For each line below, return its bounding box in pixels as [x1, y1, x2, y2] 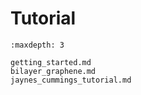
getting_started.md [10, 57, 92, 67]
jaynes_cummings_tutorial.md [10, 75, 132, 85]
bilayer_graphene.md [10, 66, 97, 76]
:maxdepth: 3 [10, 40, 65, 50]
